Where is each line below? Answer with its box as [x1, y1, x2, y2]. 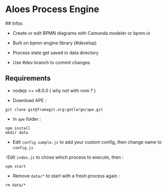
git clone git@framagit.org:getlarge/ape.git [5, 107, 103, 112]
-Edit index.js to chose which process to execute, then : [5, 154, 123, 160]
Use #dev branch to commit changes [12, 59, 90, 65]
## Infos [5, 20, 23, 26]
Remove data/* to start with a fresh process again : [12, 173, 120, 179]
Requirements [5, 74, 51, 83]
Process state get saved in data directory [12, 50, 99, 56]
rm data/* [5, 182, 26, 187]
